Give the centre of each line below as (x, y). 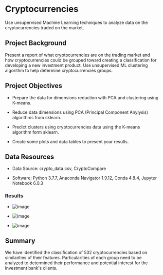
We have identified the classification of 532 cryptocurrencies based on (76, 253)
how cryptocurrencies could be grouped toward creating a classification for (81, 60)
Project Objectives (34, 86)
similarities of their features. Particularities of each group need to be (73, 258)
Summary (20, 241)
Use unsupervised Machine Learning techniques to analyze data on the (77, 22)
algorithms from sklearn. (37, 117)
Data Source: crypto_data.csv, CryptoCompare (59, 169)
